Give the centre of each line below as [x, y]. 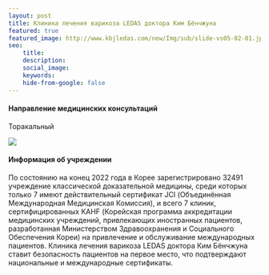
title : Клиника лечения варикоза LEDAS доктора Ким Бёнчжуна [112, 23]
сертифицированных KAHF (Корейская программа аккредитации [120, 211]
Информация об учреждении [60, 160]
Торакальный [31, 126]
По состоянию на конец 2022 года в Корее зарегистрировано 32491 [126, 177]
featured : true [34, 30]
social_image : [46, 68]
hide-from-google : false [64, 83]
